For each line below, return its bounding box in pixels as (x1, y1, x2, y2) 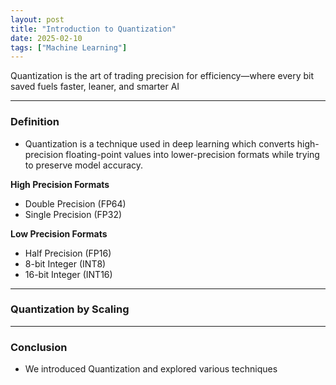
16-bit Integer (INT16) (24, 268, 113, 280)
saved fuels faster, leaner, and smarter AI (10, 81, 180, 93)
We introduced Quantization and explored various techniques (24, 363, 278, 375)
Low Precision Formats (10, 227, 108, 240)
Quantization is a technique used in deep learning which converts (24, 137, 295, 150)
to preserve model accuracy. (24, 159, 144, 171)
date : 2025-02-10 (10, 33, 83, 43)
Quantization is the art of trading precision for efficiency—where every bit (10, 70, 315, 82)
